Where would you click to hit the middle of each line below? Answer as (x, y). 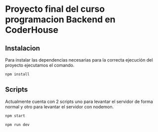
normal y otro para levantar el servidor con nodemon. (59, 106)
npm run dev (17, 125)
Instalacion (23, 48)
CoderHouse (32, 30)
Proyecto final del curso (55, 9)
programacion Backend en (60, 19)
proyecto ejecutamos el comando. (40, 65)
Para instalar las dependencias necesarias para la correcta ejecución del (79, 60)
